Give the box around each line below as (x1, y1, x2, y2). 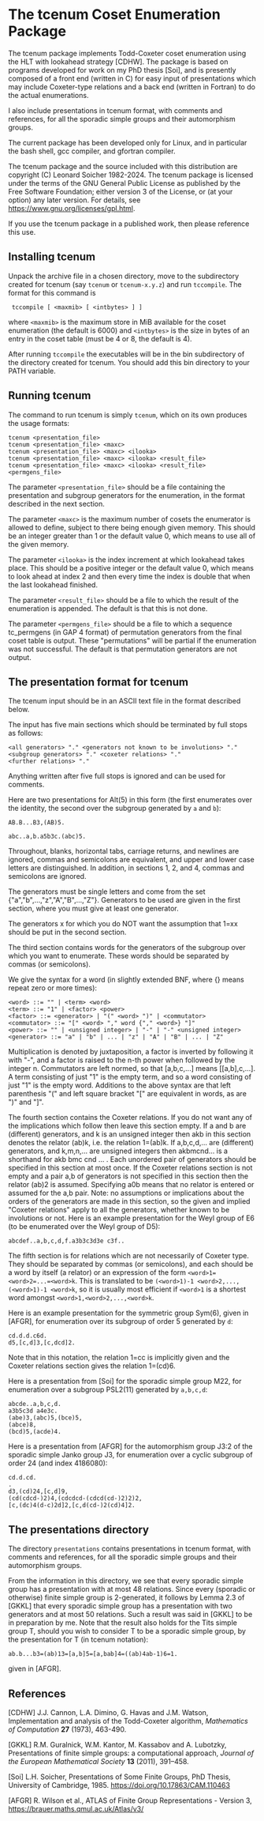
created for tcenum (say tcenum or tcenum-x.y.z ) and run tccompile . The (8, 279, 242, 289)
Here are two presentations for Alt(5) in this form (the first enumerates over (8, 795, 252, 805)
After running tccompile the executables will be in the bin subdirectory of (8, 349, 245, 359)
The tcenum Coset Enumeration (8, 6, 221, 24)
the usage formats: (8, 418, 69, 428)
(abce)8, (8, 1421, 37, 1429)
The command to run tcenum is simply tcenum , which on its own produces (8, 409, 247, 420)
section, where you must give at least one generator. (8, 903, 179, 914)
